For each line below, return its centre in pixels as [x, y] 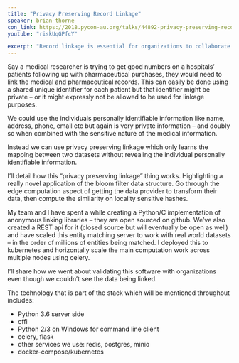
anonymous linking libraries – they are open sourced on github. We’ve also [116, 220]
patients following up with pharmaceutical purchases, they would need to [115, 75]
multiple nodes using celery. [49, 258]
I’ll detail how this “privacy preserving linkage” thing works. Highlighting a [115, 176]
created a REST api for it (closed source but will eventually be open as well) [118, 227]
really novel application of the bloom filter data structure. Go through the [113, 184]
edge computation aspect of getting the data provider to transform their [112, 191]
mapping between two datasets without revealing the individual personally [116, 155]
